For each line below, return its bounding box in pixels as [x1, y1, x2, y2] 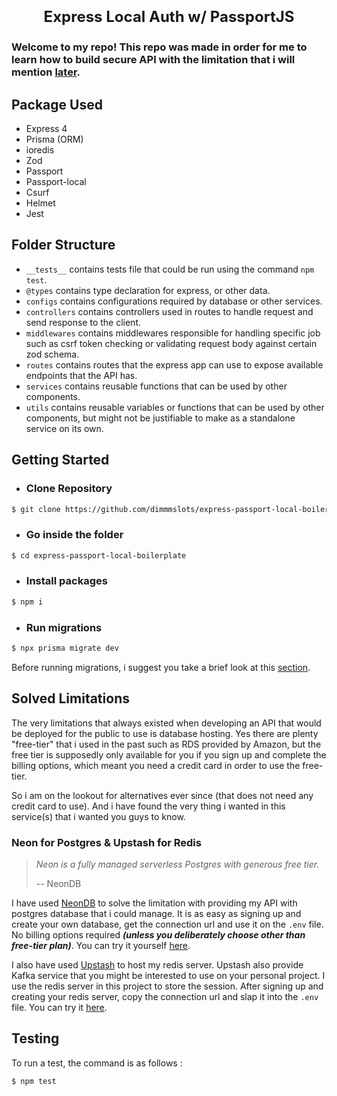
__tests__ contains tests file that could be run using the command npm [25, 263, 315, 275]
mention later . [11, 65, 81, 79]
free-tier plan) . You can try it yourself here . [11, 940, 191, 951]
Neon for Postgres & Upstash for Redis [11, 835, 202, 849]
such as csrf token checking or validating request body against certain [25, 337, 318, 349]
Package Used [11, 96, 103, 113]
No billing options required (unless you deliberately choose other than [11, 929, 306, 941]
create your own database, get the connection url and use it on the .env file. [11, 918, 324, 930]
